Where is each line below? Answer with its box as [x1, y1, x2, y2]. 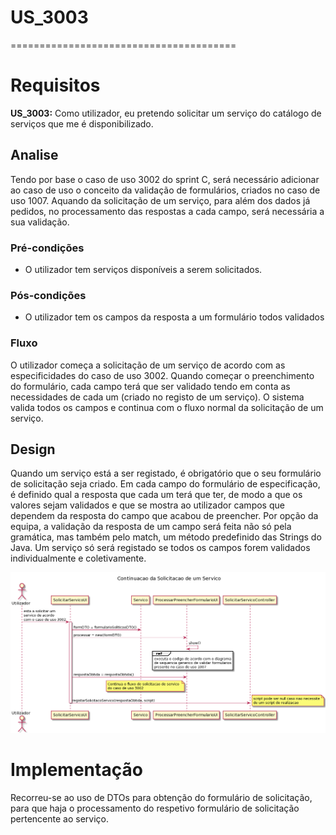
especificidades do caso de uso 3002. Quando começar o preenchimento [10, 369, 315, 381]
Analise [10, 147, 59, 164]
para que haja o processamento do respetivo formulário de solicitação [10, 802, 300, 814]
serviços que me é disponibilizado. [10, 117, 154, 130]
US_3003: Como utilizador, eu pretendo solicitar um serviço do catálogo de [10, 107, 322, 119]
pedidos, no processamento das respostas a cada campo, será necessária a [10, 205, 325, 217]
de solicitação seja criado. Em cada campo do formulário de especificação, [10, 478, 321, 490]
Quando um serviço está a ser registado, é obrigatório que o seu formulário [10, 467, 322, 480]
